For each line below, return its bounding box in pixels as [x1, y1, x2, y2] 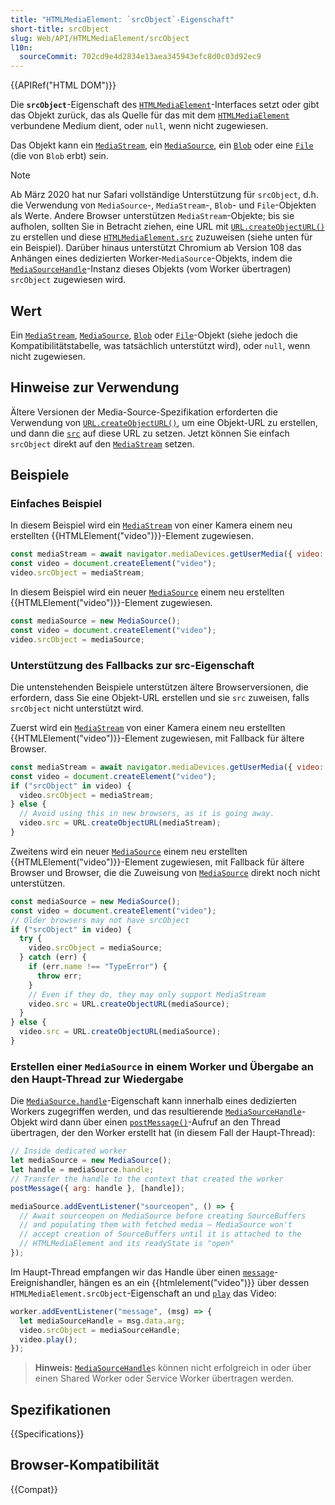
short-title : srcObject [10, 24, 110, 34]
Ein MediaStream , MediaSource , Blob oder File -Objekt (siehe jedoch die [10, 329, 298, 341]
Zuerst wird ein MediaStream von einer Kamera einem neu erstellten [10, 721, 286, 733]
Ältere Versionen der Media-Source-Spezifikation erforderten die [10, 406, 278, 418]
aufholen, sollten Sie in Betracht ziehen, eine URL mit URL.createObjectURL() [10, 221, 325, 233]
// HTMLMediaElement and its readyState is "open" [19, 1239, 235, 1249]
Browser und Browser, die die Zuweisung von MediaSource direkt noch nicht [10, 866, 321, 878]
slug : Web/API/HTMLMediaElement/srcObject [10, 33, 190, 43]
